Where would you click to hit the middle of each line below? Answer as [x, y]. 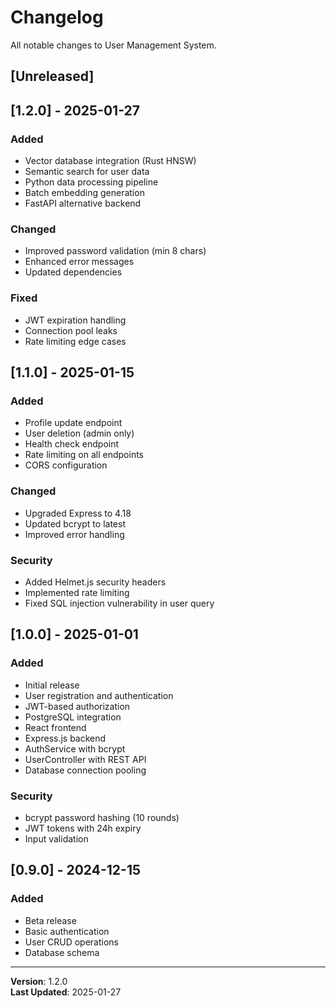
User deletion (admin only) [79, 433]
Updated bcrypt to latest [75, 523]
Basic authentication [67, 931]
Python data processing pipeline [91, 182]
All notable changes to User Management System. [113, 45]
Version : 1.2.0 [39, 981]
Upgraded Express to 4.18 [78, 513]
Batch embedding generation [84, 193]
